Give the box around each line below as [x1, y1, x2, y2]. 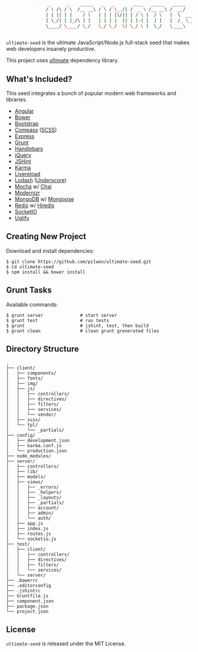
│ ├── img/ [6, 380, 38, 386]
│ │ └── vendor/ [6, 412, 57, 417]
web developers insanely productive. [6, 46, 96, 53]
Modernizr [14, 190, 40, 197]
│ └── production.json [6, 448, 67, 454]
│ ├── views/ [6, 478, 44, 485]
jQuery [14, 152, 31, 159]
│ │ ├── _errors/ [6, 484, 60, 490]
